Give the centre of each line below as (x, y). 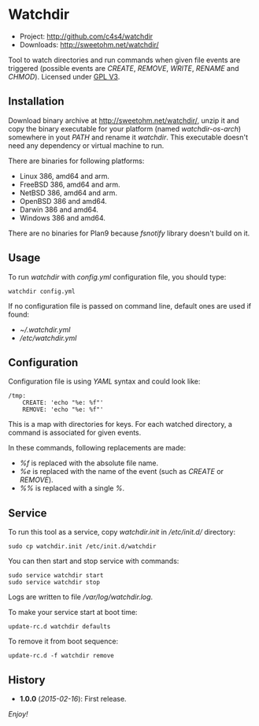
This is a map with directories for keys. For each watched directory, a (120, 424)
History (27, 680)
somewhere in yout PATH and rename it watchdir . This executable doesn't (128, 137)
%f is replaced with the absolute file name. (89, 463)
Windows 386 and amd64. (63, 217)
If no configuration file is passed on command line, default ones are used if (130, 306)
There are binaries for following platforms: (76, 161)
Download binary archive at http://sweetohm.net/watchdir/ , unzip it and (124, 120)
